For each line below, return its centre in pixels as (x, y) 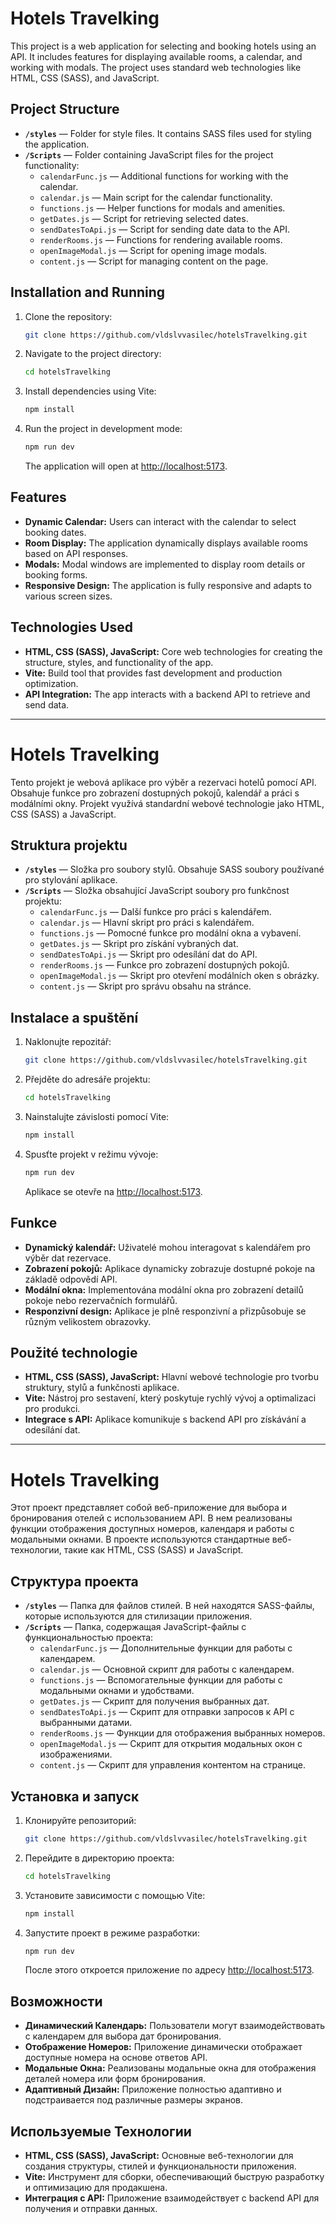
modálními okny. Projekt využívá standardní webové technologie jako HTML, (167, 803)
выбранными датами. (86, 1723)
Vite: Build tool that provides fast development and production (153, 673)
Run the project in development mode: (103, 429)
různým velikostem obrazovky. (88, 1321)
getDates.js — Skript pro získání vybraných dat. (139, 944)
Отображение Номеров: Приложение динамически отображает (163, 2047)
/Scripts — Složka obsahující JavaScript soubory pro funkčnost (157, 891)
